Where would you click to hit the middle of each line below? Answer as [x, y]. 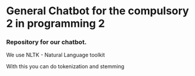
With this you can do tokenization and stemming [65, 66]
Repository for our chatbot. [47, 42]
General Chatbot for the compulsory [97, 11]
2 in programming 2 [56, 23]
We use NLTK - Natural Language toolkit [56, 55]
